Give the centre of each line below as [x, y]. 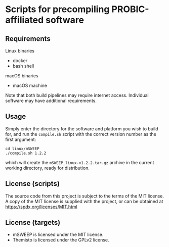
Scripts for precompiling [57, 9]
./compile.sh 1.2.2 [26, 153]
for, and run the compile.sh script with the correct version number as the [81, 134]
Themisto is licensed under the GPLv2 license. [61, 240]
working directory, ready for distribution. [47, 168]
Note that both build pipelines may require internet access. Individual [77, 95]
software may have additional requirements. [51, 101]
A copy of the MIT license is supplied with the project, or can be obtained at [84, 201]
